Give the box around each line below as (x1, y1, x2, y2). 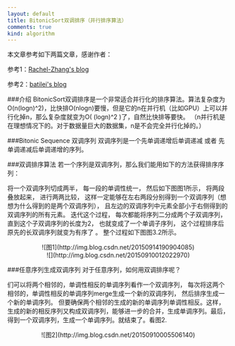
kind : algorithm (7, 30, 55, 37)
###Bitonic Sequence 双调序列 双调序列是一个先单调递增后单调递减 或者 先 (7, 137, 225, 145)
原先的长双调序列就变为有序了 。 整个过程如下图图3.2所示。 (7, 228, 181, 237)
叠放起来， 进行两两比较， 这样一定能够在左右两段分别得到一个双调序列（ (7, 193, 220, 202)
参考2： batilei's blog (7, 80, 67, 89)
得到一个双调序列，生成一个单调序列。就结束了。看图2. (7, 316, 167, 324)
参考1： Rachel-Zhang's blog (7, 65, 89, 74)
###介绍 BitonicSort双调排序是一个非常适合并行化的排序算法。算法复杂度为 (7, 95, 226, 104)
